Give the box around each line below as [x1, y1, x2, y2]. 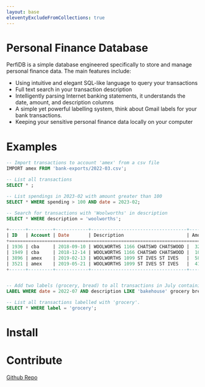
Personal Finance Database [6, 41, 148, 55]
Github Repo [6, 374, 38, 381]
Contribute [6, 353, 63, 367]
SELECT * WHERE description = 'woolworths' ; [6, 215, 121, 222]
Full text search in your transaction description [15, 86, 132, 93]
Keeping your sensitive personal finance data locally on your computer [15, 118, 193, 126]
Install [6, 326, 38, 339]
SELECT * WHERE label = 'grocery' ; [6, 305, 97, 311]
